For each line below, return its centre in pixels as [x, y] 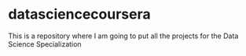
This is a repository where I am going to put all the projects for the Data [123, 36]
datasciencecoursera [79, 14]
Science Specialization [45, 44]
